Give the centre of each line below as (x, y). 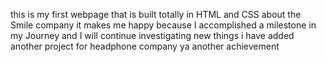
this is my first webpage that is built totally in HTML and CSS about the (156, 14)
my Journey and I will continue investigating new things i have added (152, 35)
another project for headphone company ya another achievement (145, 46)
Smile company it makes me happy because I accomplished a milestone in (163, 25)
